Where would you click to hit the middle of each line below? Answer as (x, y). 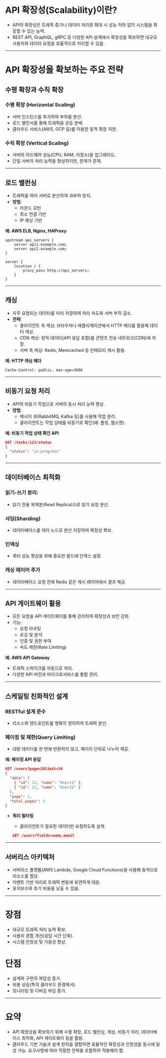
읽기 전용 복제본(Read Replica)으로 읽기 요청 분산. (61, 504)
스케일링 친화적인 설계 (37, 696)
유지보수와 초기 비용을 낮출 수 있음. (46, 888)
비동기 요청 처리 (28, 391)
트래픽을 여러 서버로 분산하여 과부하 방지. (52, 195)
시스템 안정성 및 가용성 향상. (39, 942)
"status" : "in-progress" (35, 452)
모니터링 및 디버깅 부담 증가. (39, 991)
